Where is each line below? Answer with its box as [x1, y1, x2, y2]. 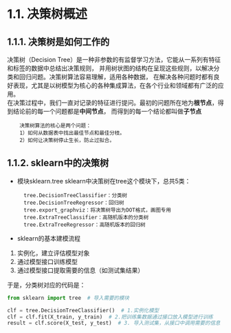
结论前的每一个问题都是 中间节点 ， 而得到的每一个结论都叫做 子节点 [12, 108, 201, 115]
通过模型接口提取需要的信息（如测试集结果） [16, 266, 144, 274]
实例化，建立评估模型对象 [16, 249, 90, 257]
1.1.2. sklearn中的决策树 [7, 157, 109, 169]
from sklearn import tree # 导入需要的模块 [7, 294, 129, 301]
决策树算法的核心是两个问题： [19, 122, 91, 129]
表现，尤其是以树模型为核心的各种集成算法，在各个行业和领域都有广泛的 [12, 81, 218, 90]
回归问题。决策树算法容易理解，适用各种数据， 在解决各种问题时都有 [19, 73, 214, 81]
